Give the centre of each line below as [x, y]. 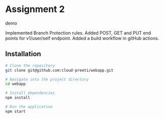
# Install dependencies [30, 93]
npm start [16, 111]
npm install [18, 98]
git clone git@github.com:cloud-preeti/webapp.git [59, 70]
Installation [23, 54]
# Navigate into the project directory [47, 79]
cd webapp [16, 84]
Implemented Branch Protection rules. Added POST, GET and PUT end [78, 33]
